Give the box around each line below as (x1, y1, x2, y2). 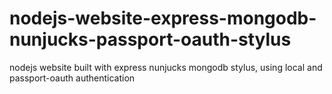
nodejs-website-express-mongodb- (9, 7, 317, 30)
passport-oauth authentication (9, 72, 136, 84)
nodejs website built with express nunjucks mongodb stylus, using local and (9, 61, 323, 73)
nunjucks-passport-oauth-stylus (9, 28, 292, 51)
